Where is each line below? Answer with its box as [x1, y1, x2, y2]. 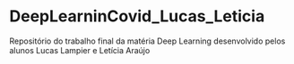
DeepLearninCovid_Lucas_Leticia [9, 6, 265, 27]
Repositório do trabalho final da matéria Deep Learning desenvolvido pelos [9, 36, 286, 46]
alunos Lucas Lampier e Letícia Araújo [9, 44, 151, 55]
